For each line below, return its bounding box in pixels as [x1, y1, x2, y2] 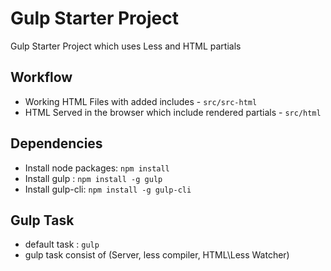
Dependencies [10, 135, 103, 152]
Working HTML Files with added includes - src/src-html [24, 95, 258, 107]
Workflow [10, 69, 73, 86]
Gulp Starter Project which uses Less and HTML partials [10, 40, 242, 52]
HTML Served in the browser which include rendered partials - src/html [24, 106, 322, 118]
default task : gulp [24, 238, 100, 251]
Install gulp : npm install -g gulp [24, 172, 163, 184]
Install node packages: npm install [24, 162, 170, 174]
